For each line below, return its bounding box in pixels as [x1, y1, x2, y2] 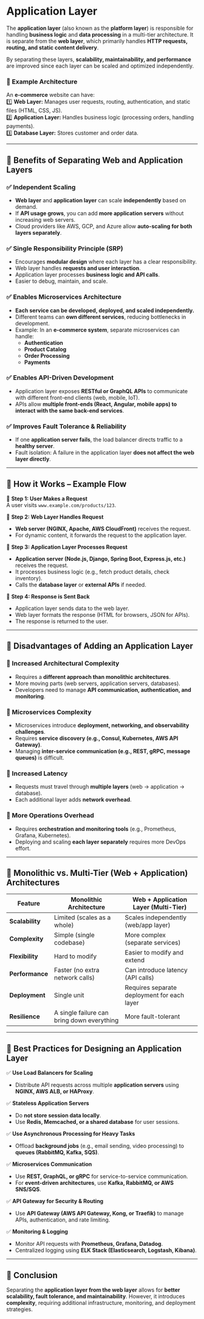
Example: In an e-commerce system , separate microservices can [15, 326, 180, 333]
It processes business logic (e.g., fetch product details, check [15, 568, 170, 575]
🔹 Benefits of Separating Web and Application [6, 155, 183, 165]
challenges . [15, 728, 46, 735]
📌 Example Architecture [6, 77, 78, 86]
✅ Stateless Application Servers [6, 1100, 89, 1107]
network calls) [53, 973, 95, 982]
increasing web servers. [15, 216, 76, 223]
